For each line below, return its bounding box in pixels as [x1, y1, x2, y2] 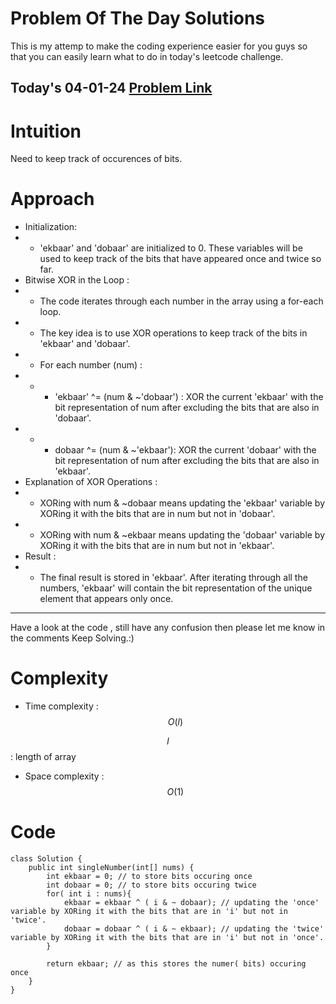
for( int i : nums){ [46, 889, 132, 899]
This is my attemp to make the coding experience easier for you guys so [10, 40, 308, 52]
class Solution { [10, 854, 83, 864]
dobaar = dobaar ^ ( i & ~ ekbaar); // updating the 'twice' [63, 924, 325, 934]
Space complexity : [24, 770, 105, 782]
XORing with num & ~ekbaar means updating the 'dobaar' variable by [39, 529, 326, 541]
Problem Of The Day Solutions [10, 7, 266, 30]
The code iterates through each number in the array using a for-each [39, 295, 324, 307]
